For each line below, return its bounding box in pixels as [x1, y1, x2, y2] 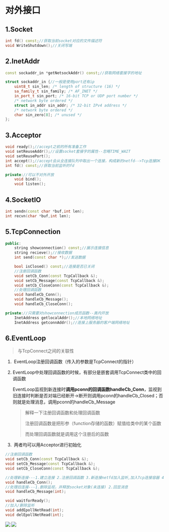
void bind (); [14, 177, 42, 182]
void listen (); [14, 182, 46, 187]
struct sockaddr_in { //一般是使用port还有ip [5, 79, 95, 85]
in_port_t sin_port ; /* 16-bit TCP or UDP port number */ [14, 94, 138, 99]
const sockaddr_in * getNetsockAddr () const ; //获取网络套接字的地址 [5, 70, 142, 76]
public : [5, 241, 22, 246]
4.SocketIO [5, 195, 41, 204]
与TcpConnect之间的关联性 [17, 348, 74, 354]
